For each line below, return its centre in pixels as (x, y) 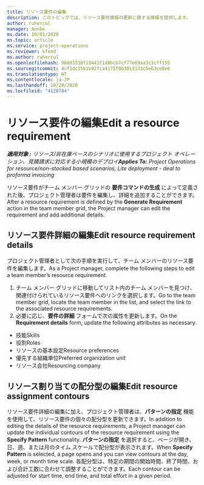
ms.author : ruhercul (33, 57)
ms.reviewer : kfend (32, 52)
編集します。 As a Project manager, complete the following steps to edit (106, 268)
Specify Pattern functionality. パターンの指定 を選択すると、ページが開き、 (101, 440)
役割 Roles (28, 342)
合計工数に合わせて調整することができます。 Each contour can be (99, 469)
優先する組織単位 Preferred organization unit (71, 358)
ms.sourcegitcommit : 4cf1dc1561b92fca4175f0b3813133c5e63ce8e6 (89, 68)
